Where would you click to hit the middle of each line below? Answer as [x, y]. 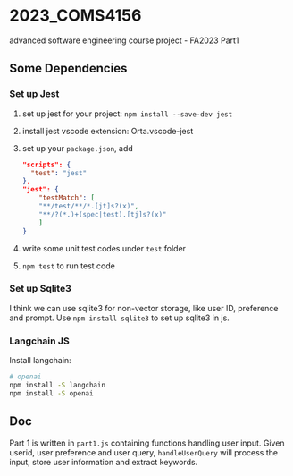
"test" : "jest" [59, 173]
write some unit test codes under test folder [104, 248]
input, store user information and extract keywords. [104, 462]
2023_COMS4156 [75, 16]
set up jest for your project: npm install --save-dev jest [127, 114]
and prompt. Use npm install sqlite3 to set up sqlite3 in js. [119, 318]
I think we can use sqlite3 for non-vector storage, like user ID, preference [144, 308]
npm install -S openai [51, 393]
